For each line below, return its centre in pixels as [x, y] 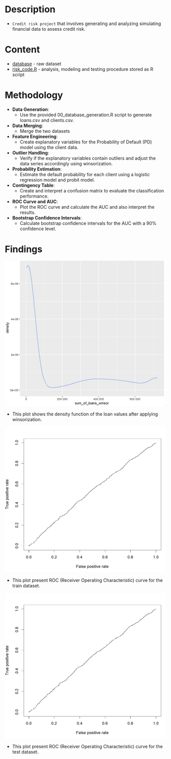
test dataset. [25, 752]
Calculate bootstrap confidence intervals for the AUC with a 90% [88, 223]
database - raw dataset [37, 64]
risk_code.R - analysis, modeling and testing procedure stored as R [83, 69]
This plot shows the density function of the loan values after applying [85, 414]
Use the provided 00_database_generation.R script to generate [86, 115]
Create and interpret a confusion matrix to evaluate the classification [92, 190]
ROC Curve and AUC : [35, 201]
